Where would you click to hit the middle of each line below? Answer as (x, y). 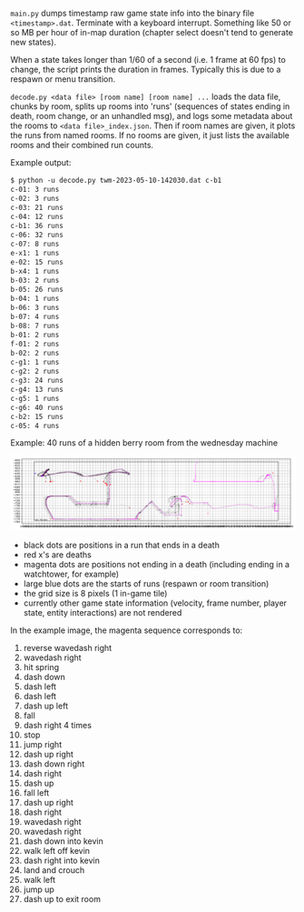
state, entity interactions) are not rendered (103, 612)
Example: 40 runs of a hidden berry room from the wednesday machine (144, 443)
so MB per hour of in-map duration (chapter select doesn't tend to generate (152, 32)
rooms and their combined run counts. (82, 145)
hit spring (41, 666)
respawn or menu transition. (63, 79)
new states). (34, 42)
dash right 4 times (57, 725)
